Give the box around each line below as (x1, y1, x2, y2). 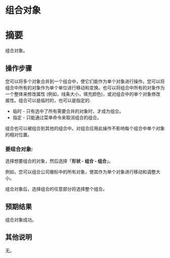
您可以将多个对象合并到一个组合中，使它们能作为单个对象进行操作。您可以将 (5, 78, 165, 84)
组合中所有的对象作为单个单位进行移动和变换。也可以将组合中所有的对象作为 (5, 84, 165, 90)
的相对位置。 (5, 132, 32, 138)
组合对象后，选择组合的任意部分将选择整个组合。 (5, 186, 107, 192)
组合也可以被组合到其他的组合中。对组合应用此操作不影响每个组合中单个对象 (5, 125, 165, 131)
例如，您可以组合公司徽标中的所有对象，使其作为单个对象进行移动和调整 (5, 169, 156, 175)
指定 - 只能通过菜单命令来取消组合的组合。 (12, 114, 102, 120)
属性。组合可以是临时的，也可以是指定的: (5, 97, 91, 103)
